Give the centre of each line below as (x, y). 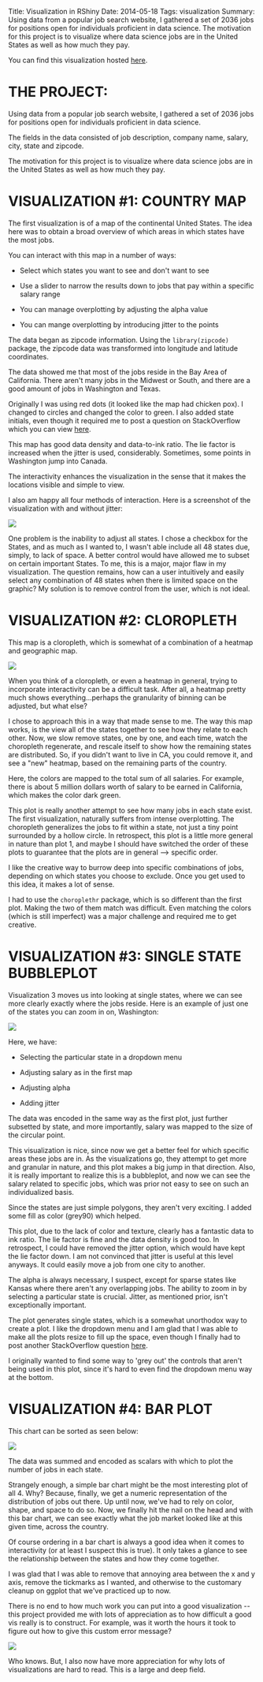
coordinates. (28, 356)
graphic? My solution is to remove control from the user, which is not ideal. (129, 588)
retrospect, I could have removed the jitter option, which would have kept (127, 1248)
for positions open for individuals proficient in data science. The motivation (130, 28)
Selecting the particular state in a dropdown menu (101, 1057)
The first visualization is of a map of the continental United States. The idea (130, 223)
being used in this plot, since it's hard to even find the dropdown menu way (130, 1369)
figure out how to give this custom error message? (90, 1631)
